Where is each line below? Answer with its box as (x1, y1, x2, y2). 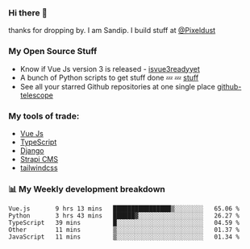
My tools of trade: (8, 110, 80, 122)
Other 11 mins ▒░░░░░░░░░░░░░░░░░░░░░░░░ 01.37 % (8, 226, 240, 234)
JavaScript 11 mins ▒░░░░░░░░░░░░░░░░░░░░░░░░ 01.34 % (8, 233, 240, 241)
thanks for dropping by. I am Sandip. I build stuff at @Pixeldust (8, 26, 216, 35)
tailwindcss (19, 163, 58, 172)
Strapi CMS (19, 154, 59, 164)
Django (19, 145, 44, 156)
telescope (19, 90, 54, 100)
